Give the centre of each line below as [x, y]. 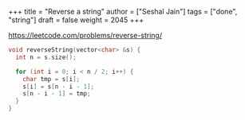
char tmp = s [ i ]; [51, 79]
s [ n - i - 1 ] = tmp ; [57, 94]
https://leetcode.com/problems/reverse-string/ [85, 35]
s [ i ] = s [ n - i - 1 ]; [58, 87]
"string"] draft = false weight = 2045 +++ [76, 20]
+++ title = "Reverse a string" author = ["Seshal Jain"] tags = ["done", [123, 12]
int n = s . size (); [46, 57]
